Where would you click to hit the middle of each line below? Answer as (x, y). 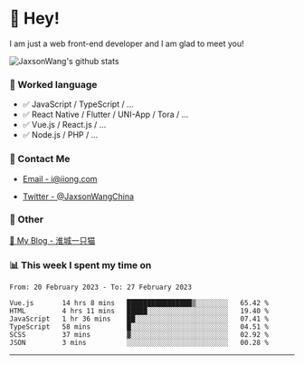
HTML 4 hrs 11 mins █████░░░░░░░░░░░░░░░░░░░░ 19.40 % (139, 312)
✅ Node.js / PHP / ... (60, 135)
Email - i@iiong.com (60, 178)
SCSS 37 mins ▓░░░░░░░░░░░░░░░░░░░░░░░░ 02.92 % (139, 335)
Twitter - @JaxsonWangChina (78, 196)
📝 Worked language (53, 84)
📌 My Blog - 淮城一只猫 (52, 240)
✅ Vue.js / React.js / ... (64, 125)
